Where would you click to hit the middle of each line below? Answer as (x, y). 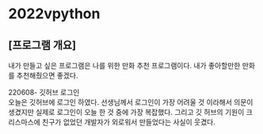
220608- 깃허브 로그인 (44, 92)
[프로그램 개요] (42, 45)
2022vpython (54, 14)
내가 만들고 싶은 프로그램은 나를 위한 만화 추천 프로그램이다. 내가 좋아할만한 (124, 65)
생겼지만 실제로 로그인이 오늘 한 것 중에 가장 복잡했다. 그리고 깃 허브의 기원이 (126, 112)
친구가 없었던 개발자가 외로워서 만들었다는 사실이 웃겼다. (129, 122)
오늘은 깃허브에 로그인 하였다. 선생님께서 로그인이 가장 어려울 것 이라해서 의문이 (131, 102)
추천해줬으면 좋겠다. (47, 75)
